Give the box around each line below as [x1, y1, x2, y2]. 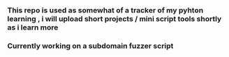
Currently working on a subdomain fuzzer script [7, 41, 174, 50]
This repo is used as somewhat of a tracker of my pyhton [7, 5, 204, 15]
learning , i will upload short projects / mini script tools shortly [7, 14, 222, 23]
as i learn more [7, 23, 59, 32]
